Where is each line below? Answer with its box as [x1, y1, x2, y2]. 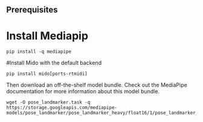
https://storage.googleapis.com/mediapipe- [6, 105, 118, 111]
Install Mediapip [6, 29, 89, 43]
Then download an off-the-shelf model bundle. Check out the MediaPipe [6, 81, 187, 89]
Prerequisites [6, 5, 58, 15]
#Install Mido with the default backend [6, 59, 101, 67]
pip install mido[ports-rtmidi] [6, 71, 88, 77]
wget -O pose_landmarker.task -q [6, 99, 91, 106]
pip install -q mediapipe [6, 49, 71, 55]
